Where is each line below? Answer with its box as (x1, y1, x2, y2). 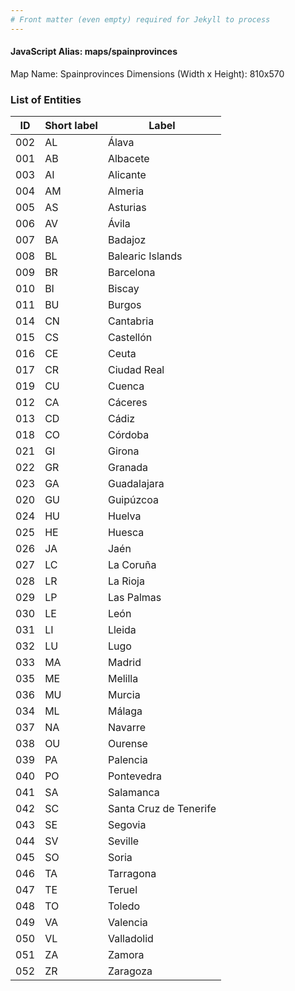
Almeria (107, 184, 145, 198)
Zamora (107, 948, 145, 962)
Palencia (107, 753, 148, 767)
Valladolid (107, 932, 154, 946)
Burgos (107, 298, 142, 312)
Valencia (107, 916, 148, 930)
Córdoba (107, 428, 150, 442)
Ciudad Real (107, 363, 165, 377)
